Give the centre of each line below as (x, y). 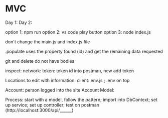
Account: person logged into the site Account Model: (60, 90)
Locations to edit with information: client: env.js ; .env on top (67, 80)
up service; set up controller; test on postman (52, 105)
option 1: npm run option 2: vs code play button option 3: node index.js (78, 32)
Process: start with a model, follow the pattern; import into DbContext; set (81, 100)
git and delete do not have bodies (40, 61)
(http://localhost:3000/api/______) (39, 110)
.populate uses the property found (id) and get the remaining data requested (84, 51)
